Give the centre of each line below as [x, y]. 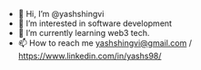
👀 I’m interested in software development [95, 23]
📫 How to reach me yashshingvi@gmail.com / [105, 43]
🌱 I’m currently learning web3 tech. [84, 33]
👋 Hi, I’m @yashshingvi [61, 14]
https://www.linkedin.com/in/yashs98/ [90, 56]
